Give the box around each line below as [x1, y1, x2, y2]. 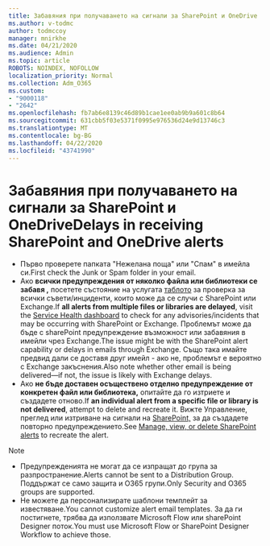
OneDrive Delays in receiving [8, 215, 204, 234]
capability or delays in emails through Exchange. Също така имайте [19, 345, 247, 354]
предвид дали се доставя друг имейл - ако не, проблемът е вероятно [19, 354, 262, 363]
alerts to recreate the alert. [19, 430, 109, 440]
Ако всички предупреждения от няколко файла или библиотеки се [19, 276, 258, 286]
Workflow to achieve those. [19, 530, 111, 540]
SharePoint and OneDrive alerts [8, 233, 224, 250]
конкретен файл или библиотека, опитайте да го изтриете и [19, 387, 231, 397]
